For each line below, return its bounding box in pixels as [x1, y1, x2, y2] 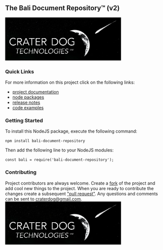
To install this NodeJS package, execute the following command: [5, 128, 138, 134]
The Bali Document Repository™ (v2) [5, 4, 120, 12]
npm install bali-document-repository [5, 139, 85, 144]
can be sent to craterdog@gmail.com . [5, 196, 83, 202]
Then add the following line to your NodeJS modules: [5, 147, 114, 153]
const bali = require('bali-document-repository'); [5, 157, 114, 162]
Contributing [5, 169, 37, 176]
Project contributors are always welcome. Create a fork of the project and [5, 180, 156, 186]
